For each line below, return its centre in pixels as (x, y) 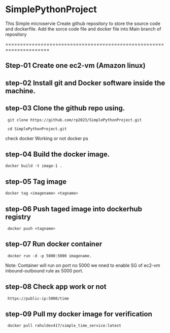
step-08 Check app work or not (56, 287)
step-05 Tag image (36, 182)
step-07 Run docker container (54, 244)
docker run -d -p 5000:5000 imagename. (50, 256)
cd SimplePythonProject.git (37, 129)
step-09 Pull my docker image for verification (79, 314)
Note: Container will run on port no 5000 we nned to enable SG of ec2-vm (83, 265)
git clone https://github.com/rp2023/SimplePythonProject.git (75, 120)
